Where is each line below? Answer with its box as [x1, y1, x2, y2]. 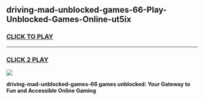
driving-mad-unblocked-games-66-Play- [6, 5, 167, 15]
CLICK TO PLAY [6, 33, 53, 41]
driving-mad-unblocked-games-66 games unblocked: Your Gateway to [6, 80, 191, 87]
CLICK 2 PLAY [6, 55, 49, 64]
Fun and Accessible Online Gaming [6, 87, 97, 94]
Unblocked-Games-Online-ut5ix [6, 15, 132, 25]
